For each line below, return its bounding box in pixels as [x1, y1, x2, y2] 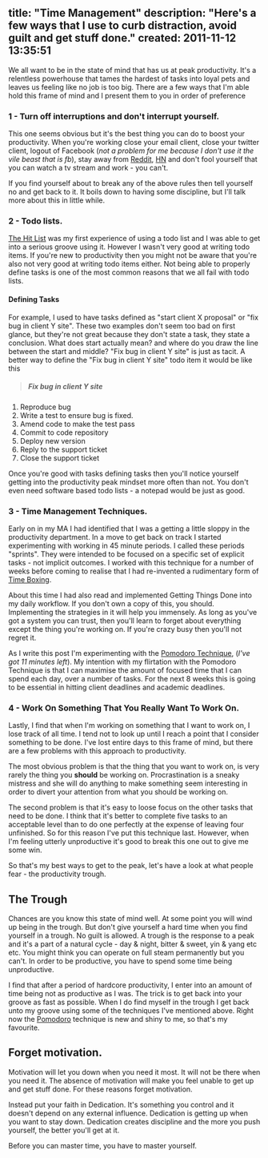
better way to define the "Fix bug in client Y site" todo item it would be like [8, 355, 253, 364]
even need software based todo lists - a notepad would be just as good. [8, 485, 246, 495]
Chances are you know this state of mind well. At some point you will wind [8, 913, 253, 923]
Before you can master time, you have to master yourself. [8, 1140, 198, 1150]
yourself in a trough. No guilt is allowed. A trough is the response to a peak [8, 931, 254, 940]
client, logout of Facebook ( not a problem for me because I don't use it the [8, 146, 254, 155]
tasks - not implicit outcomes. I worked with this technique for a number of [8, 557, 254, 567]
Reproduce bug [19, 402, 72, 412]
